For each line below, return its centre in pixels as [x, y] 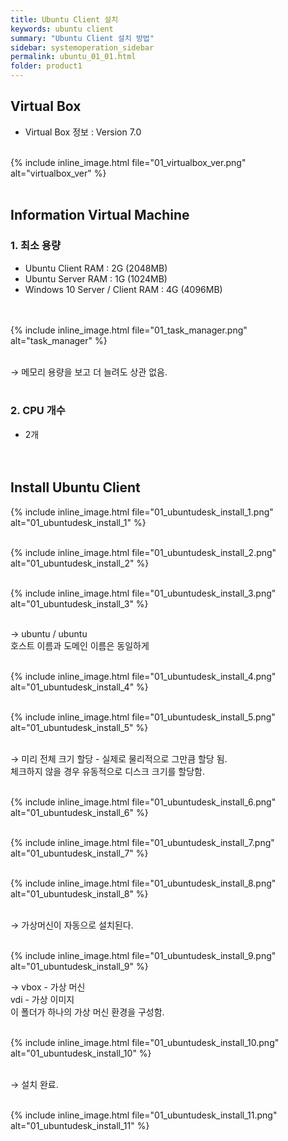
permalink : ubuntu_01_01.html [73, 57]
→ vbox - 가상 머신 [48, 987]
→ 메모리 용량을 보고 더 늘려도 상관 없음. [89, 372]
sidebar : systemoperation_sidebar [82, 47]
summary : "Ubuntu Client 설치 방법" [82, 38]
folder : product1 [46, 66]
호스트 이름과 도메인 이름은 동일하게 [80, 645]
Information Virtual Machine [100, 215]
